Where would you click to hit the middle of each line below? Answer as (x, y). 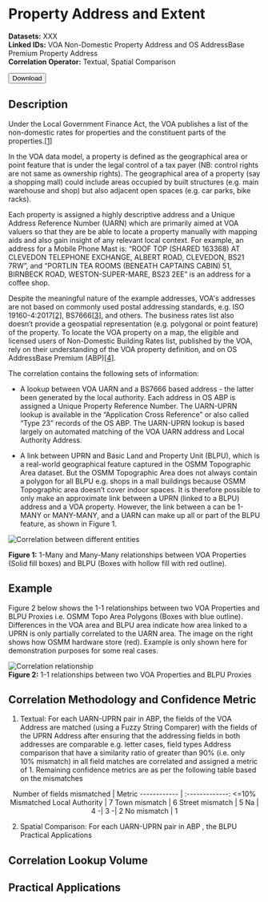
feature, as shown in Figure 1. (68, 524)
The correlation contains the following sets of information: (104, 373)
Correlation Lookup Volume (78, 860)
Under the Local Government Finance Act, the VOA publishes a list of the (128, 123)
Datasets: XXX (33, 36)
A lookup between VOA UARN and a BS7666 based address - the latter (137, 389)
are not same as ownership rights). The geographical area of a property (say (134, 173)
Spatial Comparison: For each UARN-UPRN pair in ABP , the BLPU (128, 827)
